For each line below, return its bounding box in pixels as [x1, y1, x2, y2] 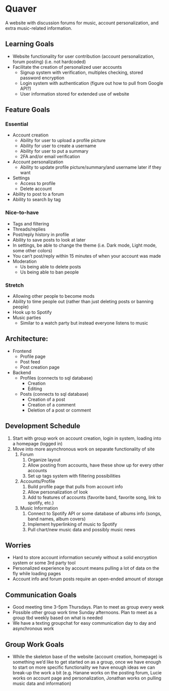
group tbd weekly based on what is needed [12, 615, 103, 621]
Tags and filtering [12, 220, 49, 226]
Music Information [20, 505, 58, 511]
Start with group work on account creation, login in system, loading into [12, 435, 161, 441]
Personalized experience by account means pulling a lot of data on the [12, 565, 159, 571]
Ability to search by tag [12, 197, 61, 203]
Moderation [12, 258, 37, 264]
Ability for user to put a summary [20, 148, 89, 154]
